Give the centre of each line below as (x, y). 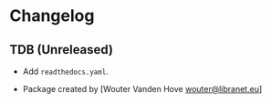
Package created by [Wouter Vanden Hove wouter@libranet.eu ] (142, 89)
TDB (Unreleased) (62, 50)
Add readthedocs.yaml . (66, 71)
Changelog (52, 16)
